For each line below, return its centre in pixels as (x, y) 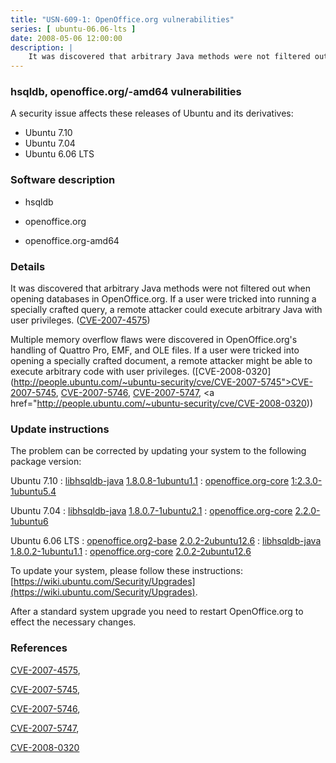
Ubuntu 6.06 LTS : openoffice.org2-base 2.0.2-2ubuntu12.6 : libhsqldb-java (166, 541)
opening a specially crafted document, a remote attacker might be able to (161, 361)
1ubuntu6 (29, 522)
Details (28, 266)
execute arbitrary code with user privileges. (100, 372)
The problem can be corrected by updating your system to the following (158, 451)
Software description (63, 180)
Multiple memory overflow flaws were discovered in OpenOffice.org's (154, 340)
